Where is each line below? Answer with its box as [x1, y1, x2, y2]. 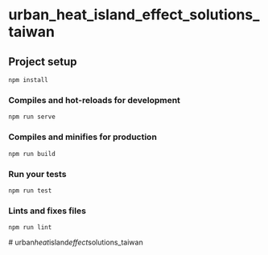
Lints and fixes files [8, 205, 87, 216]
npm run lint [8, 224, 52, 232]
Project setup [8, 55, 78, 68]
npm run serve [8, 113, 56, 121]
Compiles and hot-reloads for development [8, 94, 181, 105]
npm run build [8, 150, 56, 158]
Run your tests [8, 168, 67, 179]
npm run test [8, 187, 52, 195]
